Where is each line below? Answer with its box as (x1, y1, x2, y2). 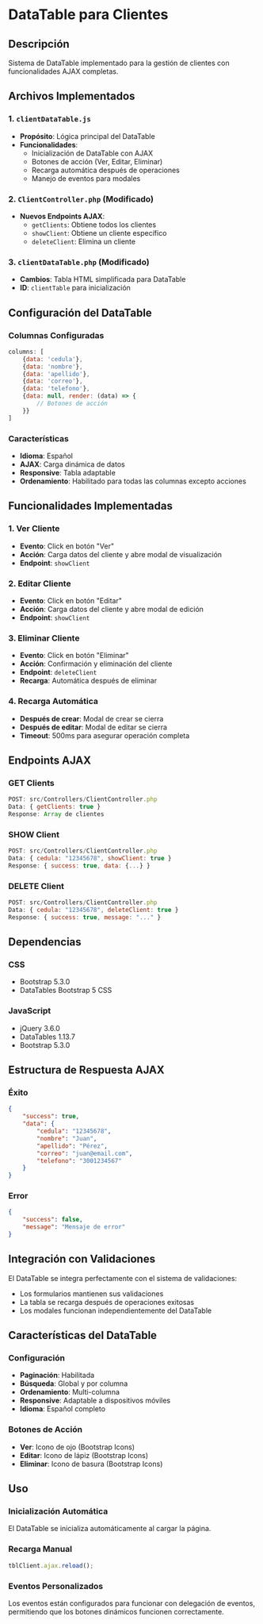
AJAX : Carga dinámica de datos (19, 460, 125, 469)
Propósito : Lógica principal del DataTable (19, 131, 156, 140)
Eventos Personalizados (8, 1580, 104, 1591)
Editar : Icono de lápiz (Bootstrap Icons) (19, 1450, 149, 1460)
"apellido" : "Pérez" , (36, 1141, 109, 1150)
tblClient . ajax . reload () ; (8, 1561, 93, 1569)
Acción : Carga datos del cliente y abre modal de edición (19, 605, 204, 614)
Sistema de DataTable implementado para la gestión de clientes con (8, 58, 230, 67)
